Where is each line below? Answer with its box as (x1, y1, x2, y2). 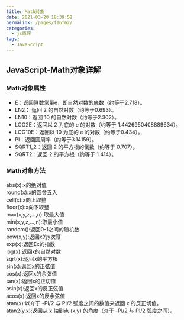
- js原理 (11, 31, 31, 37)
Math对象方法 (6, 167, 46, 175)
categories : (6, 25, 35, 31)
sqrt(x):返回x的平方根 (6, 255, 58, 262)
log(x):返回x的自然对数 (6, 248, 61, 255)
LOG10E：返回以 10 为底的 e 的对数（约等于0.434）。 (14, 128, 144, 135)
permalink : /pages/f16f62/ (6, 20, 73, 25)
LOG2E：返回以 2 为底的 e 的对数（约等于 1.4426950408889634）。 (14, 121, 182, 128)
